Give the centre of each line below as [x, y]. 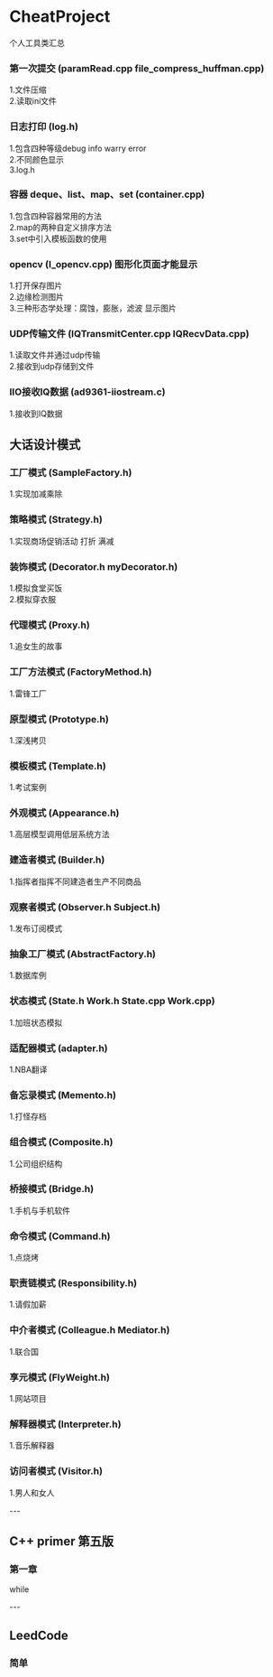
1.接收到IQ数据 [36, 414]
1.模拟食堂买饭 [36, 588]
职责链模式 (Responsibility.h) [73, 1283]
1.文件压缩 [28, 90]
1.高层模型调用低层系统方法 [59, 834]
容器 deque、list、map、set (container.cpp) [107, 194]
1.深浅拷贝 [28, 740]
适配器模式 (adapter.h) [59, 1048]
